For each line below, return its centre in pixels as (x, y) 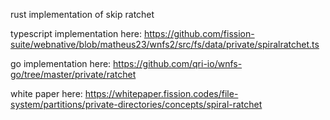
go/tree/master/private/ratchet (73, 74)
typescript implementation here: (76, 33)
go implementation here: (61, 63)
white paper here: (46, 93)
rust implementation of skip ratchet (82, 14)
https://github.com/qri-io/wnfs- (178, 63)
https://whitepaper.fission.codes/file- (161, 93)
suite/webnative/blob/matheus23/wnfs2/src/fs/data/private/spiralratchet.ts (165, 44)
